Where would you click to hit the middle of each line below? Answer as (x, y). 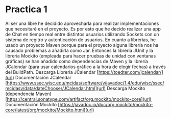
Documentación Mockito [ (32, 104)
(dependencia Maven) (29, 94)
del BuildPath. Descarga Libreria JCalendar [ (52, 72)
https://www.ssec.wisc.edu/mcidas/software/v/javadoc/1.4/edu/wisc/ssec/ (86, 83)
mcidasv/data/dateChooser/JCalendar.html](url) (56, 88)
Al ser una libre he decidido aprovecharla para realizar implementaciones (82, 23)
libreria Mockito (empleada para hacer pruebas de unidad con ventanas (81, 56)
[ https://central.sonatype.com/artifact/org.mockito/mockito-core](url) (78, 99)
